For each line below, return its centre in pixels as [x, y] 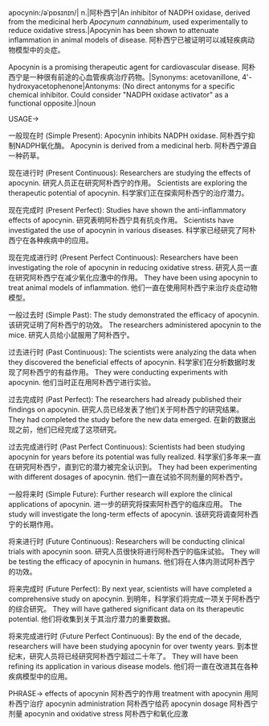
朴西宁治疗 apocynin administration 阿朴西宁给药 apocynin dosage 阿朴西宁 [133, 703]
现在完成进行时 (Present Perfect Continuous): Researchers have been [123, 257]
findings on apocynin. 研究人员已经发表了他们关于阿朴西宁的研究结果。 [126, 409]
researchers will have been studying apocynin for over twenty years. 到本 [130, 646]
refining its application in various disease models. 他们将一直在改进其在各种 [133, 666]
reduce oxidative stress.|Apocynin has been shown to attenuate [114, 30]
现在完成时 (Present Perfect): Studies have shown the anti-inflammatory [127, 210]
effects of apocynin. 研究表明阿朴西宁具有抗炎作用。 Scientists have [121, 220]
